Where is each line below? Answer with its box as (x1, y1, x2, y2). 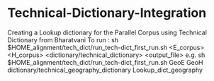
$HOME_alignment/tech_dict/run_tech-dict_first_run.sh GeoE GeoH (7, 58, 203, 66)
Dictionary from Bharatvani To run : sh (7, 35, 119, 44)
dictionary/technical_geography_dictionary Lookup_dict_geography (7, 66, 203, 74)
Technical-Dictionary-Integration (7, 5, 207, 21)
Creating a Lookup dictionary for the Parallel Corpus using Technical (7, 28, 208, 37)
